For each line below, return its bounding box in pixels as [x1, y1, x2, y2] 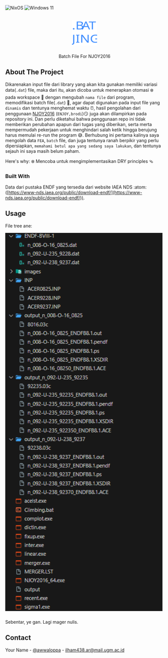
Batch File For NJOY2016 [58, 53, 111, 59]
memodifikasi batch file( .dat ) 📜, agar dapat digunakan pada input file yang [5, 99, 160, 105]
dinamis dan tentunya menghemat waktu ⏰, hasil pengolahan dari [5, 105, 141, 111]
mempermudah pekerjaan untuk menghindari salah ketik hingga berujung [5, 127, 157, 133]
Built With [5, 172, 30, 180]
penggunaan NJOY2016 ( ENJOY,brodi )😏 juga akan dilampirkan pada [5, 110, 147, 116]
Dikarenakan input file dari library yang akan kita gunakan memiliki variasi [5, 81, 157, 87]
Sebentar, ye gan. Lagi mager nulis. [5, 619, 78, 625]
